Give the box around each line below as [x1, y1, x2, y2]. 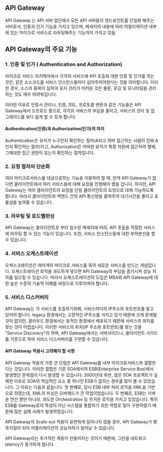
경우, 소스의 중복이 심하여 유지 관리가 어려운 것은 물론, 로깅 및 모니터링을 [10, 85, 147, 91]
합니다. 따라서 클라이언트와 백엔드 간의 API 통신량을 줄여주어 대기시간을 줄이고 [5, 193, 153, 199]
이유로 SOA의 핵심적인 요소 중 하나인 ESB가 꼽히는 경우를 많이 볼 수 [14, 378, 143, 384]
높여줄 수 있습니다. [18, 199, 54, 205]
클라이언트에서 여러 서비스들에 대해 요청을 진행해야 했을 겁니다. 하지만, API [14, 181, 156, 187]
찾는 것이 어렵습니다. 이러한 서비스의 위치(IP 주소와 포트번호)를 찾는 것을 [5, 324, 142, 330]
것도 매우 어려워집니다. [14, 91, 57, 97]
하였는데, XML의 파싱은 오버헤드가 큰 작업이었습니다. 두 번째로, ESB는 [14, 390, 147, 396]
